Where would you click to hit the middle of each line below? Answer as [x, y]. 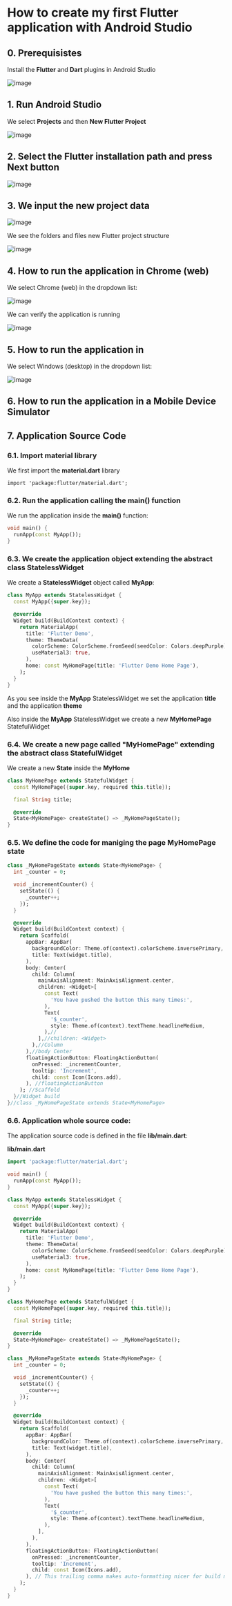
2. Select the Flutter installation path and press [110, 157]
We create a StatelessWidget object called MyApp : [81, 583]
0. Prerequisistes [45, 53]
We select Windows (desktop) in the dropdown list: [80, 366]
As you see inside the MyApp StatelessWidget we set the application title [112, 698]
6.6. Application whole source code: [69, 1120]
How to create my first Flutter [93, 13]
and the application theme [45, 705]
